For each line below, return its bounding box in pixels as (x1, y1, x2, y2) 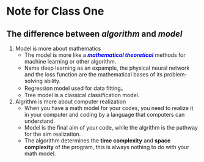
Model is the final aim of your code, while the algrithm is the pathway (24, 124, 199, 131)
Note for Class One (6, 4, 104, 18)
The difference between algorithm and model (6, 29, 183, 39)
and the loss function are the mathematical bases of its (24, 71, 163, 78)
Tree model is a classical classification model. (24, 92, 140, 98)
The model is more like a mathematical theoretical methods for (24, 51, 186, 59)
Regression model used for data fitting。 (24, 84, 126, 92)
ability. (43, 78, 61, 84)
